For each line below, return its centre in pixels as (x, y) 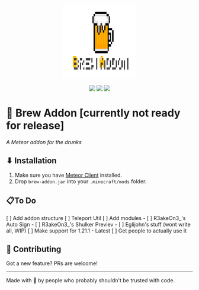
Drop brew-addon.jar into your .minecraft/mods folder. (81, 181)
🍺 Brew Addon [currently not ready (93, 113)
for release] (35, 126)
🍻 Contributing (34, 249)
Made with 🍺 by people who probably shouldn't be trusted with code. (91, 281)
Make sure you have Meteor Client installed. (68, 175)
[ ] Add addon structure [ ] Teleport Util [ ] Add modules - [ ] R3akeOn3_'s (96, 218)
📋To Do (21, 201)
